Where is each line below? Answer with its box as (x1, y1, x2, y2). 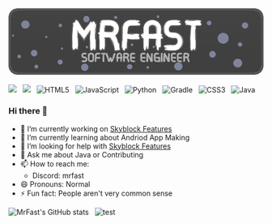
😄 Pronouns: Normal (19, 179, 91, 189)
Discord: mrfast (32, 170, 84, 180)
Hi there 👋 (8, 106, 49, 117)
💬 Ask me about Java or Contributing (19, 149, 144, 159)
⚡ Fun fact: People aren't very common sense (19, 188, 172, 198)
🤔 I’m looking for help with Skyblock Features (19, 141, 172, 151)
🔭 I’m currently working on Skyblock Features (19, 123, 172, 133)
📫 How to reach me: (19, 158, 90, 169)
